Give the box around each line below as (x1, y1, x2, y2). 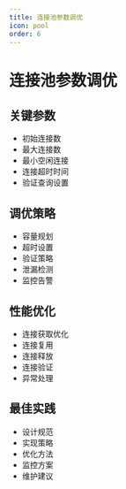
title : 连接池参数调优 (9, 12, 84, 22)
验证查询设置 (21, 178, 69, 188)
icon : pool (9, 21, 49, 30)
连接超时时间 (21, 166, 69, 177)
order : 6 (9, 29, 41, 38)
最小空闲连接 (21, 156, 69, 166)
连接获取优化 (21, 329, 69, 339)
